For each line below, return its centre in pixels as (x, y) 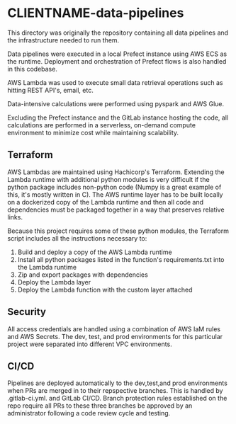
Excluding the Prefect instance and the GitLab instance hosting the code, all (118, 118)
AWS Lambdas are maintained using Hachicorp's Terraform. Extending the (116, 172)
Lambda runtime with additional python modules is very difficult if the (109, 179)
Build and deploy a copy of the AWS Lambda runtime (95, 252)
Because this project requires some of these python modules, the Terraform (118, 231)
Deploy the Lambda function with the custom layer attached (105, 290)
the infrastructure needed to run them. (63, 40)
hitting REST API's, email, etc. (50, 90)
